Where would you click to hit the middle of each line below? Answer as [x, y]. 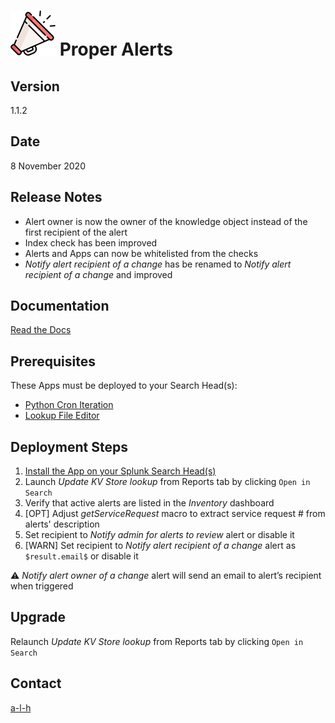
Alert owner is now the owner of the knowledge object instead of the [166, 221]
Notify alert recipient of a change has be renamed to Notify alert [158, 264]
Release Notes [56, 197]
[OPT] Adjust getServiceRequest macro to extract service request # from [175, 514]
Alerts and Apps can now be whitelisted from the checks [141, 253]
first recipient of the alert [76, 232]
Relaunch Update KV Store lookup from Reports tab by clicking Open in [157, 641]
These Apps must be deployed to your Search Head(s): [124, 386]
